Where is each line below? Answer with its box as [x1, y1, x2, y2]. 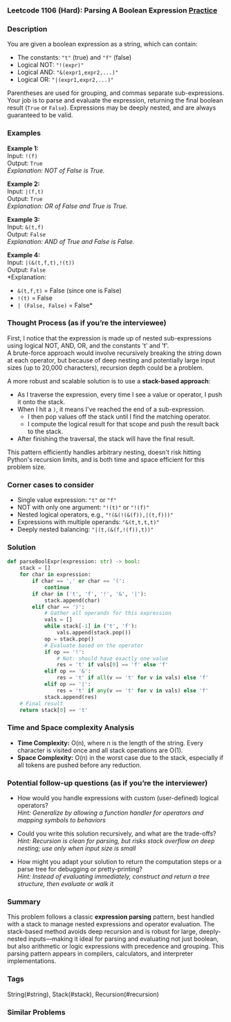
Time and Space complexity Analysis [7, 723, 135, 733]
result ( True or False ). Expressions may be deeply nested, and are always [7, 103, 216, 112]
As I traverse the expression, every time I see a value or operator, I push [17, 390, 223, 399]
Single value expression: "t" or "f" [17, 496, 117, 504]
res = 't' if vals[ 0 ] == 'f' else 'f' [56, 661, 169, 668]
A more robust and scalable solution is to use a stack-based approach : [7, 376, 211, 385]
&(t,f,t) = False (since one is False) [17, 286, 122, 295]
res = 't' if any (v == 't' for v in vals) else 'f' [56, 687, 209, 694]
